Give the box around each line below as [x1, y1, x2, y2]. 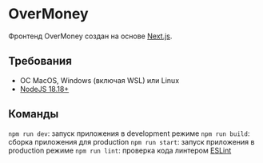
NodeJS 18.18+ [19, 84, 70, 93]
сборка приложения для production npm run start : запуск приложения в [8, 137, 255, 146]
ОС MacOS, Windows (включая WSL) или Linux [19, 75, 180, 85]
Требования [8, 54, 72, 68]
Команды [8, 107, 59, 121]
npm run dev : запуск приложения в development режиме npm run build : [8, 129, 250, 138]
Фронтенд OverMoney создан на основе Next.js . [8, 31, 173, 41]
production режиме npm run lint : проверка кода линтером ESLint [8, 145, 232, 155]
